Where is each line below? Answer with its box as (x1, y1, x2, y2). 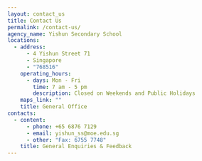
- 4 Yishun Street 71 (26, 51, 91, 58)
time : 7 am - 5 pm (33, 83, 87, 90)
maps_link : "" (20, 97, 62, 104)
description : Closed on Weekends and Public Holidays (33, 90, 196, 97)
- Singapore (26, 57, 62, 64)
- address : (14, 43, 46, 51)
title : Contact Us (7, 17, 62, 24)
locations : (7, 37, 40, 44)
